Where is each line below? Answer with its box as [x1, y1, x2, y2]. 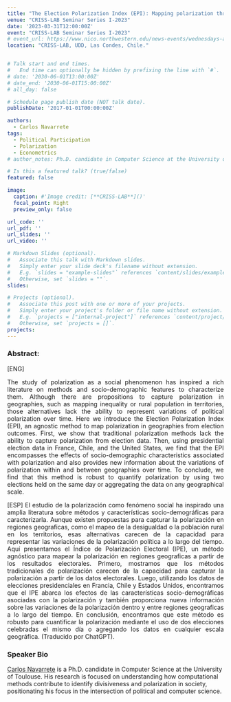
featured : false [7, 175, 54, 182]
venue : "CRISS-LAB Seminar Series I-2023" [7, 17, 131, 23]
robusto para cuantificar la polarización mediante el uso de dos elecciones [7, 617, 224, 626]
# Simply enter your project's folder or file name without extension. [7, 307, 223, 314]
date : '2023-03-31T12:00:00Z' [7, 23, 94, 30]
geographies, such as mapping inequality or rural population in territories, [7, 399, 224, 408]
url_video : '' [7, 238, 48, 245]
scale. [7, 487, 24, 496]
